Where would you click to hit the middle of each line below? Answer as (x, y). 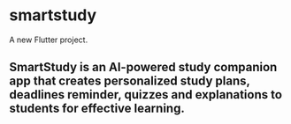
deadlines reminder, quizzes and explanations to (146, 95)
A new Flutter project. (49, 40)
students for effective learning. (97, 109)
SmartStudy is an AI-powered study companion (143, 67)
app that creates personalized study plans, (130, 81)
